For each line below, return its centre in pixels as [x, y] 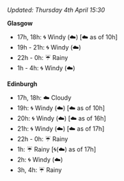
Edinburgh [22, 84]
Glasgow [20, 23]
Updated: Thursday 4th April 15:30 [56, 10]
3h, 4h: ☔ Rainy [39, 170]
